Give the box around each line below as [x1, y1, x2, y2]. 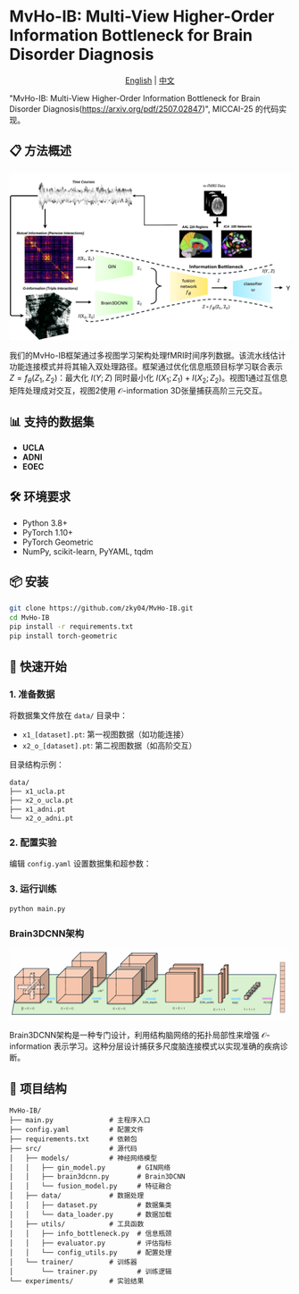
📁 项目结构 [9, 1080, 67, 1096]
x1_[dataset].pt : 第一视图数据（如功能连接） [21, 729, 189, 740]
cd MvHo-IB [9, 613, 50, 622]
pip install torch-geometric [9, 632, 118, 641]
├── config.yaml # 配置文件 [9, 1125, 145, 1134]
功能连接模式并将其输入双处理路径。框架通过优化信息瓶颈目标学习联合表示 [9, 361, 283, 372]
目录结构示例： [9, 758, 64, 770]
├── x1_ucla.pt [9, 787, 66, 796]
